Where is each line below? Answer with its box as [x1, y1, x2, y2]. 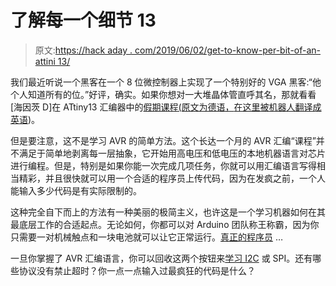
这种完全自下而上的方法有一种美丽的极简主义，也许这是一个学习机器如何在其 [10, 206, 326, 218]
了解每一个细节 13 [10, 9, 157, 32]
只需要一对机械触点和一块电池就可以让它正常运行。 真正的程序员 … [10, 231, 284, 243]
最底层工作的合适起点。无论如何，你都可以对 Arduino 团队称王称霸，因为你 [10, 218, 320, 230]
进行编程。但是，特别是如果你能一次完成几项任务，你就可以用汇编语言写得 [10, 159, 317, 171]
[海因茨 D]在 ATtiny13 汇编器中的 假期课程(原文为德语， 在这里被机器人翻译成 [10, 101, 322, 113]
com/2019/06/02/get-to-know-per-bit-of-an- [134, 44, 322, 56]
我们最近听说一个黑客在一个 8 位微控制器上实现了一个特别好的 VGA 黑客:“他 [10, 76, 322, 88]
